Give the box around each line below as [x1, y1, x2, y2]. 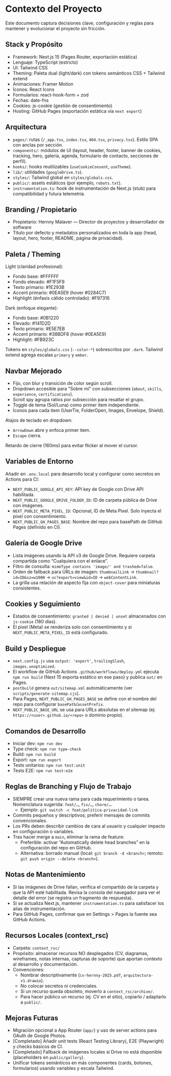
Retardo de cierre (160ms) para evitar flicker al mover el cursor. [5, 443, 139, 448]
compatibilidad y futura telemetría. [12, 190, 85, 197]
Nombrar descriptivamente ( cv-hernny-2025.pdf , [20, 972, 123, 978]
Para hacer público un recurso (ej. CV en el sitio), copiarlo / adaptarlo [20, 993, 166, 999]
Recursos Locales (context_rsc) [5, 931, 109, 940]
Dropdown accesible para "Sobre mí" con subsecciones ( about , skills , [12, 386, 163, 392]
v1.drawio [20, 978, 42, 983]
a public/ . [20, 999, 42, 1005]
